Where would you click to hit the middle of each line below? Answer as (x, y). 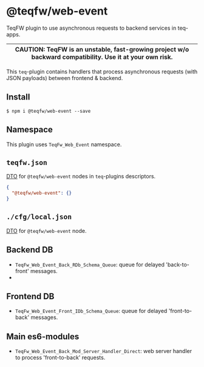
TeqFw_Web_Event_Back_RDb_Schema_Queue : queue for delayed (90, 264)
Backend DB (30, 250)
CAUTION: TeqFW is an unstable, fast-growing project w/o (102, 49)
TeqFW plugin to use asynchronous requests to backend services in (91, 28)
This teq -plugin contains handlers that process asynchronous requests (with (102, 72)
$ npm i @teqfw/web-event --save (49, 111)
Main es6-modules (43, 336)
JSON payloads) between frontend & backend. (65, 78)
